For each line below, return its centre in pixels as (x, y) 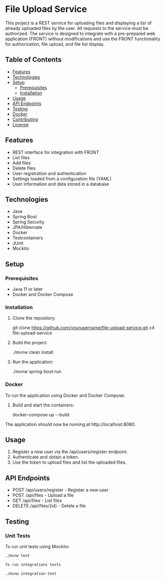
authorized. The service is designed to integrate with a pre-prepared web (80, 33)
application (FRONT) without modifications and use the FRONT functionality (83, 39)
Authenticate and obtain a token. (46, 457)
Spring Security (28, 222)
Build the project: (30, 343)
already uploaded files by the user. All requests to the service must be (77, 28)
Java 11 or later (28, 289)
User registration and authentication (49, 173)
